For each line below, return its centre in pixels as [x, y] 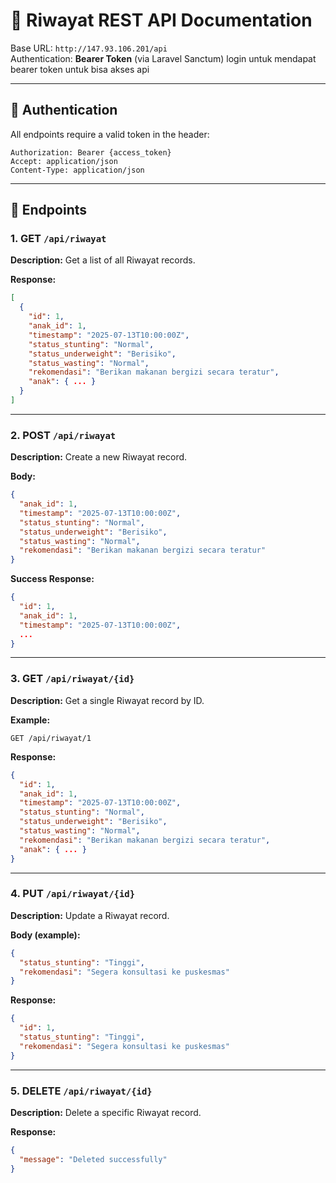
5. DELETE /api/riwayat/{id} [81, 1091]
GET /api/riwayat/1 [51, 738]
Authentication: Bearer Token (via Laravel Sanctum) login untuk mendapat [163, 58]
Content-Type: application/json [77, 170]
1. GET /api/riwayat [58, 239]
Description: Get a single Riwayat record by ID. [107, 700]
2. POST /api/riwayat [63, 435]
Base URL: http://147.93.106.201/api [89, 48]
